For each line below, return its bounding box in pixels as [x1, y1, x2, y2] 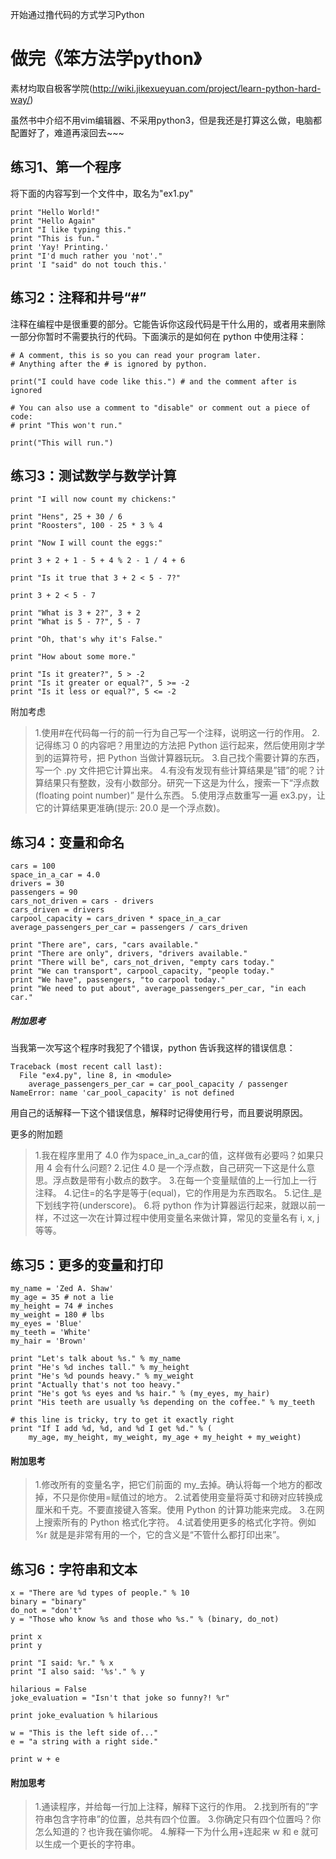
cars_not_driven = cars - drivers [10, 896, 155, 907]
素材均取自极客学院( [10, 82, 93, 94]
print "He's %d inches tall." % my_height [10, 1362, 190, 1372]
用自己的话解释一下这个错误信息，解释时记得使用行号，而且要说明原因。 [10, 1107, 308, 1119]
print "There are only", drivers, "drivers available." [10, 949, 248, 959]
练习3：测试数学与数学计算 [10, 467, 177, 484]
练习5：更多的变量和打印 [10, 1256, 164, 1273]
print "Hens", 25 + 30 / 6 [10, 512, 123, 522]
